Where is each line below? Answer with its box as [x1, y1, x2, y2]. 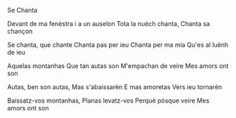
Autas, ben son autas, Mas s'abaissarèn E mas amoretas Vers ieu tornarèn [7, 83, 223, 91]
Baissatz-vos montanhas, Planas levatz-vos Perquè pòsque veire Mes [7, 96, 209, 105]
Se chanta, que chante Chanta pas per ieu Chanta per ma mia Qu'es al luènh [7, 41, 229, 48]
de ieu [7, 48, 26, 56]
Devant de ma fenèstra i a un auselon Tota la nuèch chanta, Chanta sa [7, 20, 211, 27]
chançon [7, 27, 33, 35]
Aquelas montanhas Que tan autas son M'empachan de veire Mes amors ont [7, 62, 229, 70]
